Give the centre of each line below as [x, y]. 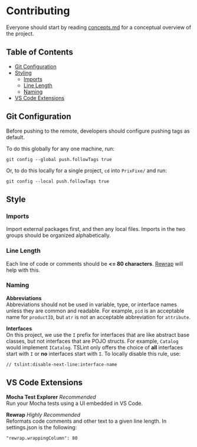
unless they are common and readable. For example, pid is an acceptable [95, 311]
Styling [23, 73]
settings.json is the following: [42, 427]
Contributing [38, 11]
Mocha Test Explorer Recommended [51, 397]
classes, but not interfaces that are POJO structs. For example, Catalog [92, 341]
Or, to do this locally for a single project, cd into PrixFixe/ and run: [86, 171]
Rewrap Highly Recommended [43, 414]
